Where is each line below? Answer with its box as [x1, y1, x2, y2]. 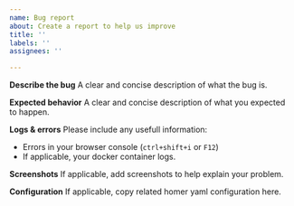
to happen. [9, 107, 50, 117]
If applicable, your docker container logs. [22, 151, 176, 163]
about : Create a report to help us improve [9, 22, 176, 31]
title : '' [9, 30, 47, 39]
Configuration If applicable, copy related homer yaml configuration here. [9, 186, 282, 197]
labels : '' [9, 38, 51, 48]
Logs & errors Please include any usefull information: [9, 124, 208, 136]
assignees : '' [9, 47, 63, 56]
